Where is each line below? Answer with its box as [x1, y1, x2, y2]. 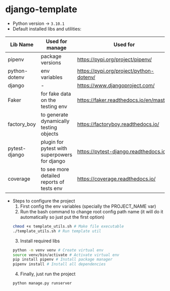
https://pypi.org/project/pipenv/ [77, 56, 152, 63]
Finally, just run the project [20, 271, 76, 277]
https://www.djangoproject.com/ [77, 82, 155, 89]
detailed [40, 172, 60, 179]
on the [40, 96, 56, 104]
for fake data [40, 90, 71, 97]
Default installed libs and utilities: [12, 25, 82, 31]
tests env [40, 184, 63, 191]
